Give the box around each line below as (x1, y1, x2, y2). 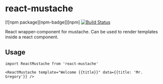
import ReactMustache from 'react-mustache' (5, 61, 99, 66)
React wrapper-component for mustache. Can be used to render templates (5, 28, 158, 34)
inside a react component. (5, 34, 58, 40)
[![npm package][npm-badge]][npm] (5, 19, 80, 25)
